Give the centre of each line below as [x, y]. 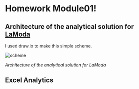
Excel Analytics [29, 80]
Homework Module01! [51, 9]
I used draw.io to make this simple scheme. [48, 46]
